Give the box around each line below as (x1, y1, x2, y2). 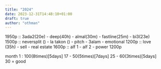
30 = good (5, 58, 26, 64)
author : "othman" (5, 20, 40, 26)
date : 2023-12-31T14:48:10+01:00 (5, 12, 73, 16)
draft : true (5, 16, 29, 21)
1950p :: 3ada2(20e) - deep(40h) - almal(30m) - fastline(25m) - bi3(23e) (5, 34, 150, 40)
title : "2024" (5, 7, 34, 12)
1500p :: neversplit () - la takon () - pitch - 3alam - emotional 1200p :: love (5, 39, 151, 45)
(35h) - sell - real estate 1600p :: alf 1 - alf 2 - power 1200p (5, 44, 122, 50)
